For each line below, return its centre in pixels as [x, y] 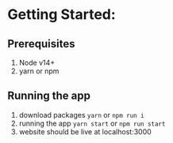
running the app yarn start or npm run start [92, 123]
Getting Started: [62, 15]
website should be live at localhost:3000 [85, 131]
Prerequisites [41, 44]
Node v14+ [37, 62]
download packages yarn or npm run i [81, 115]
